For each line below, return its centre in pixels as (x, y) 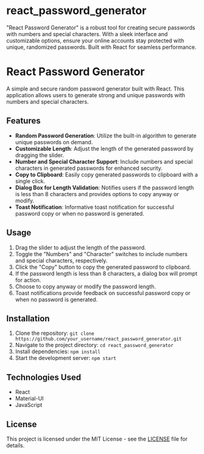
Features (23, 121)
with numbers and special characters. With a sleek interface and (87, 34)
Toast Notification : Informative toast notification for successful (95, 207)
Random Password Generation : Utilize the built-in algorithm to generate (106, 136)
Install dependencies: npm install (58, 351)
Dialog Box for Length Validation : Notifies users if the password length (104, 188)
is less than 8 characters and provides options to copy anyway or (97, 194)
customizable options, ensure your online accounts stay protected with (95, 40)
